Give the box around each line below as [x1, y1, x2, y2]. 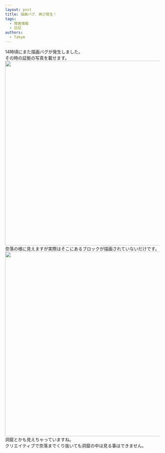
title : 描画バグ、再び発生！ [5, 12, 57, 17]
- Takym [9, 35, 26, 40]
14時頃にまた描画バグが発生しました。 [5, 49, 83, 55]
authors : [5, 30, 23, 35]
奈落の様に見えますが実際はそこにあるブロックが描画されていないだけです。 [5, 246, 160, 252]
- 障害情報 [9, 21, 29, 26]
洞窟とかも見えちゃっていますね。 [5, 436, 74, 442]
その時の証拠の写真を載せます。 [5, 55, 70, 61]
